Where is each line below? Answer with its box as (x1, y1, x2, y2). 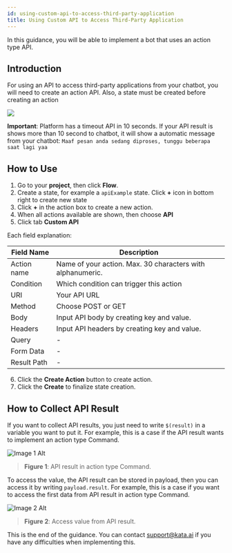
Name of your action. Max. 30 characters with (56, 260, 205, 269)
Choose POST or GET (56, 302, 126, 311)
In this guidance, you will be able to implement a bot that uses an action (7, 35, 211, 43)
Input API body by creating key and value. (56, 313, 191, 322)
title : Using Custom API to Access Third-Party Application (7, 17, 184, 23)
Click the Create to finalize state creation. (17, 382, 136, 391)
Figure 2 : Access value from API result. (23, 517, 136, 525)
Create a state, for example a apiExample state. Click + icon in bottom (17, 188, 214, 197)
